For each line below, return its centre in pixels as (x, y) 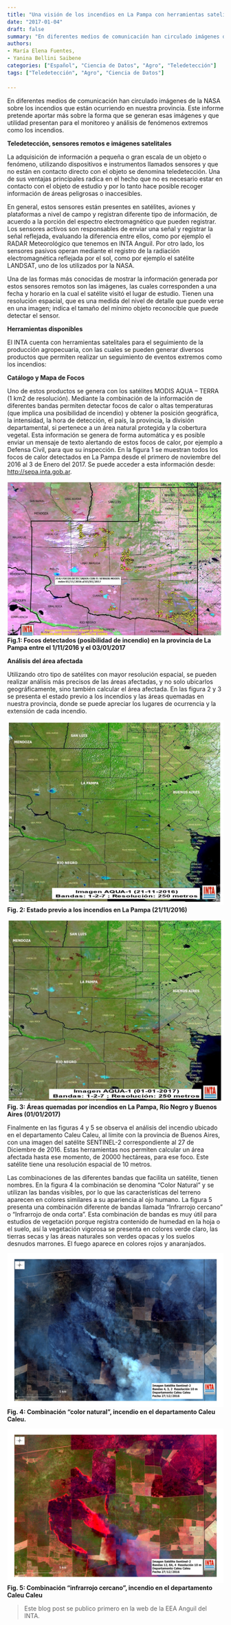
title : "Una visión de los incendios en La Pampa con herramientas (106, 14)
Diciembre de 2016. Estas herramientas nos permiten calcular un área (106, 1150)
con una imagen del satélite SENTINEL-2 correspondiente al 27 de (101, 1142)
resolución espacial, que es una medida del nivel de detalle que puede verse (115, 301)
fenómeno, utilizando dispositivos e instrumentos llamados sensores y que (113, 164)
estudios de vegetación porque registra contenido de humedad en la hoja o (114, 1221)
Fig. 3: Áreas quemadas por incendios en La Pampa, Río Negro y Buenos (112, 1107)
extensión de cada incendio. (47, 711)
